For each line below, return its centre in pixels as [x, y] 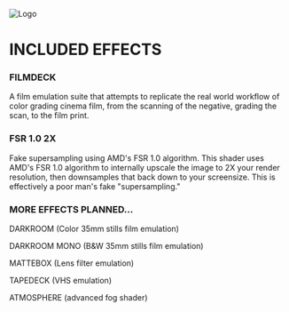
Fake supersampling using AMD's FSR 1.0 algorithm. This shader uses [137, 158]
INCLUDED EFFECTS [86, 50]
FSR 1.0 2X [33, 139]
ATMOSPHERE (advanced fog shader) [78, 298]
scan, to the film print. [49, 116]
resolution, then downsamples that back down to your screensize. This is [143, 177]
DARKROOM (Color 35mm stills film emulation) [94, 229]
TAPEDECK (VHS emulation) [61, 281]
